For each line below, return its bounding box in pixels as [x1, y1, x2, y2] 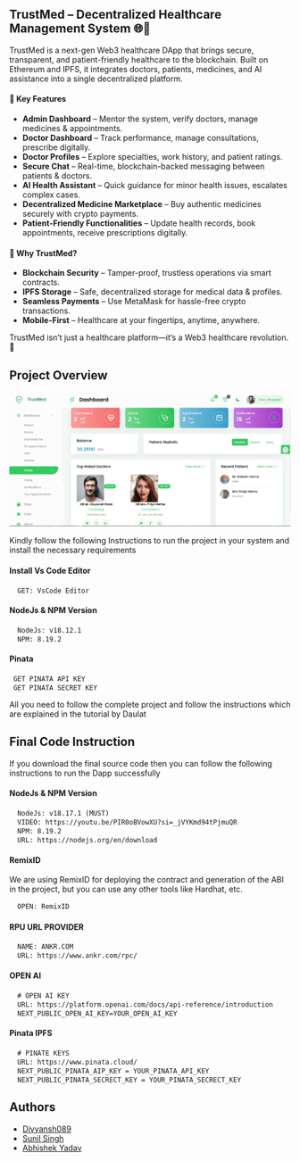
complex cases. [21, 189, 80, 200]
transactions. [21, 305, 71, 316]
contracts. [21, 277, 61, 288]
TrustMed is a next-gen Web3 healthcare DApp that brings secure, [9, 45, 254, 55]
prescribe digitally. [21, 142, 91, 153]
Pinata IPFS [9, 1028, 53, 1039]
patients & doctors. [21, 170, 92, 181]
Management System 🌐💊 [9, 21, 152, 37]
